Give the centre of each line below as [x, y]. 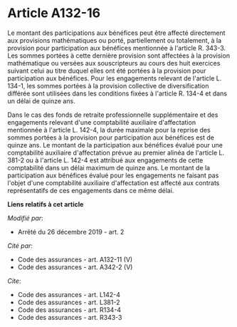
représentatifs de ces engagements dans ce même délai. [91, 190]
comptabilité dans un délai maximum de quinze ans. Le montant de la [109, 167]
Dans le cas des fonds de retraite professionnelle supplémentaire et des [113, 115]
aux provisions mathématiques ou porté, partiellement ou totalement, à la [115, 40]
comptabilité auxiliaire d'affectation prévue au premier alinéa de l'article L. [116, 152]
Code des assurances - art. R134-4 [69, 310]
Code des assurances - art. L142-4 [69, 294]
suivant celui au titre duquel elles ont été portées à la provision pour [107, 71]
